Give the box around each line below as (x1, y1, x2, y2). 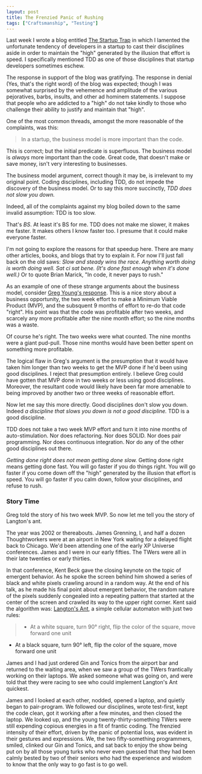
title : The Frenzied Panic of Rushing (6, 14, 104, 21)
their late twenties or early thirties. (6, 554, 92, 562)
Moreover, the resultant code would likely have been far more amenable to (6, 383, 191, 390)
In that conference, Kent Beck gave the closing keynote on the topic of (6, 566, 181, 574)
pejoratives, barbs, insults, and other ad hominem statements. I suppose (6, 93, 186, 100)
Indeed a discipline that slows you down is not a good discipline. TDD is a (6, 408, 190, 415)
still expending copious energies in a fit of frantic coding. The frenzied (6, 722, 181, 729)
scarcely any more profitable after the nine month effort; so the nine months (6, 315, 195, 322)
